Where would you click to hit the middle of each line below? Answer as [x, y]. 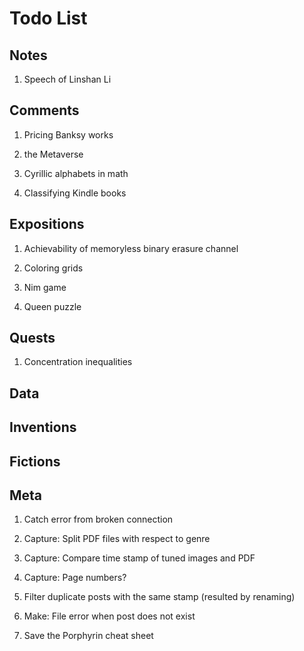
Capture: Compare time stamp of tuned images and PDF [139, 558]
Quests [32, 338]
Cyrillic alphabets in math [76, 173]
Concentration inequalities [78, 362]
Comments [44, 110]
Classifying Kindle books [75, 193]
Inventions [43, 427]
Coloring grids [53, 268]
